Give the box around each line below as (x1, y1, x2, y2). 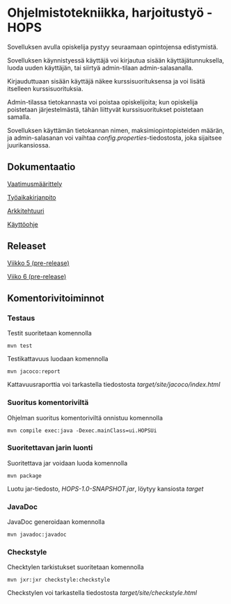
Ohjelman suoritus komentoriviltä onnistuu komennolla (7, 413, 164, 422)
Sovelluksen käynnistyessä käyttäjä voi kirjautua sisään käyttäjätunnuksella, (7, 56, 225, 64)
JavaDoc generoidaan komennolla (7, 518, 106, 526)
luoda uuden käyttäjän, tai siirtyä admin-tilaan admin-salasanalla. (7, 63, 193, 72)
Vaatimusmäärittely (7, 180, 63, 188)
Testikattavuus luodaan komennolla (7, 355, 109, 363)
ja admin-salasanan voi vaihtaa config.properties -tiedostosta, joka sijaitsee (7, 134, 223, 142)
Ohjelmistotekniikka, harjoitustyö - (7, 5, 213, 21)
